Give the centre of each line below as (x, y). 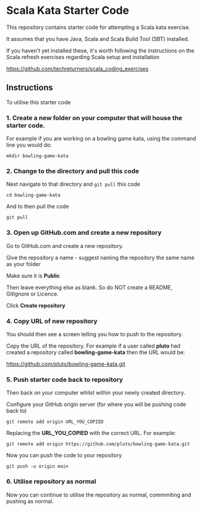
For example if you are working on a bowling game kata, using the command (101, 139)
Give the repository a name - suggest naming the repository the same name (100, 258)
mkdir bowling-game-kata (37, 156)
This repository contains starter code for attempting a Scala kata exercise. (98, 27)
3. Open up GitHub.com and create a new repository (84, 233)
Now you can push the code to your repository (64, 455)
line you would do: (29, 145)
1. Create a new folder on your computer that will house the (94, 118)
